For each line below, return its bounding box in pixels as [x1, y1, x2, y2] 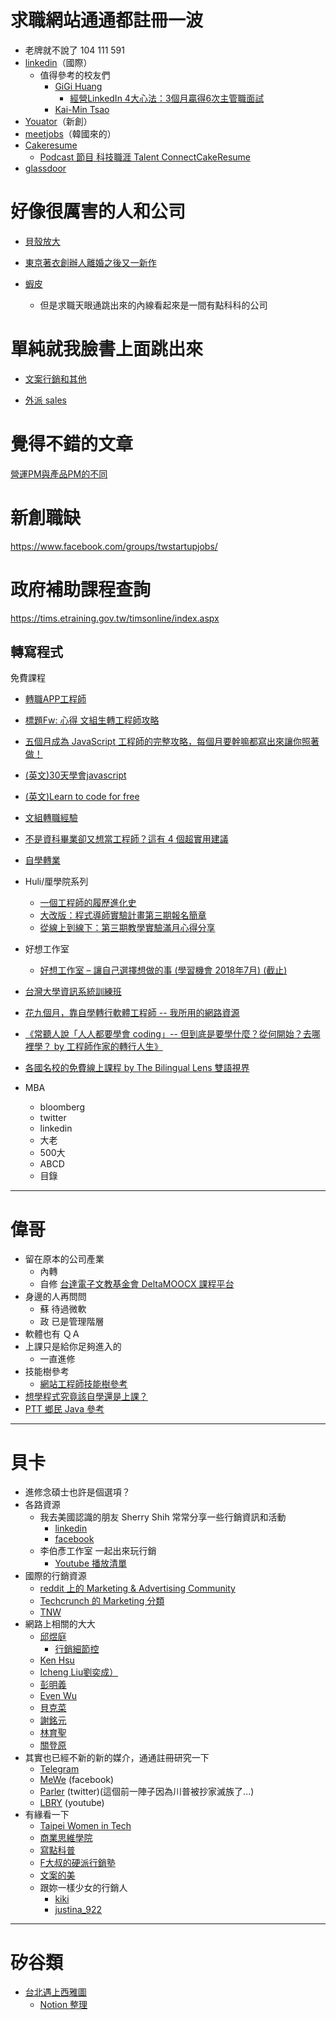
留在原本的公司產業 [24, 1253, 105, 1265]
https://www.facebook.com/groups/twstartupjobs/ [10, 540, 218, 552]
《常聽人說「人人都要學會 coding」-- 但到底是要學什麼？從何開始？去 [24, 1028, 312, 1040]
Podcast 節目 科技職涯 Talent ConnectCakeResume [39, 151, 252, 163]
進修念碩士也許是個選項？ [24, 1486, 131, 1498]
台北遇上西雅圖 [24, 1986, 87, 1998]
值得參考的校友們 [39, 69, 111, 81]
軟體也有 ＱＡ [24, 1328, 81, 1340]
